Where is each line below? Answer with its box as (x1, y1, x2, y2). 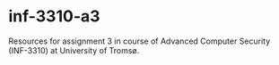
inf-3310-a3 (8, 6, 100, 27)
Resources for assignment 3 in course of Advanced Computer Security (8, 36, 271, 46)
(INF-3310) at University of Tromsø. (8, 45, 140, 55)
